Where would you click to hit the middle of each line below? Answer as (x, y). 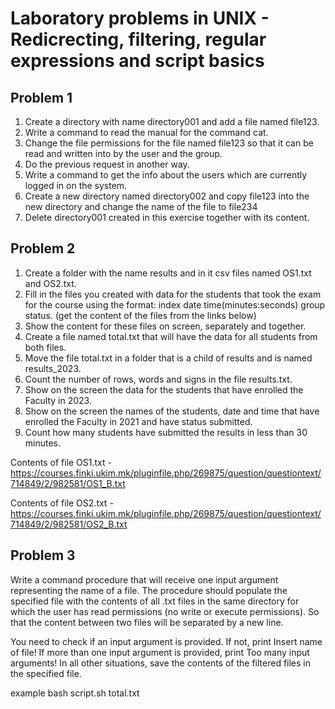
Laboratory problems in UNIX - (140, 18)
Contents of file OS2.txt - (62, 503)
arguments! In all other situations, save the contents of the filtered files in (161, 663)
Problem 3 (43, 555)
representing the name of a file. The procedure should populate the (149, 590)
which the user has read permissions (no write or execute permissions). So (165, 611)
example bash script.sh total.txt (75, 693)
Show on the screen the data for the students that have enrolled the (164, 389)
